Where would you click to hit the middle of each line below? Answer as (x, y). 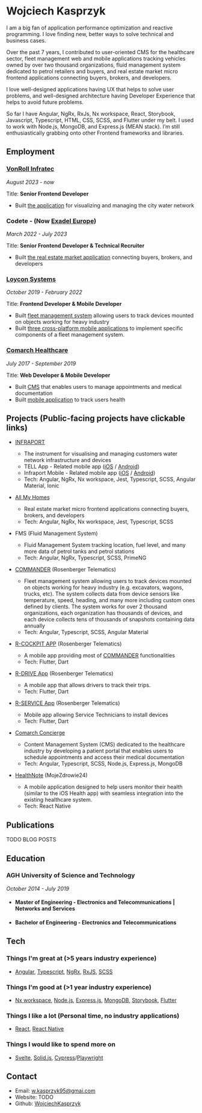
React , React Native (39, 1029)
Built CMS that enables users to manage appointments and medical (98, 386)
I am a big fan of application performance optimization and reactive (90, 28)
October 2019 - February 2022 (44, 292)
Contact (22, 1076)
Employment (31, 152)
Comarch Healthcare (37, 350)
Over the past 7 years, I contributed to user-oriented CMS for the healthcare (100, 52)
